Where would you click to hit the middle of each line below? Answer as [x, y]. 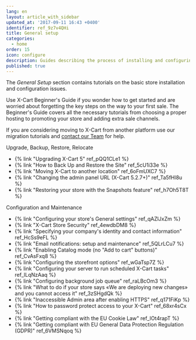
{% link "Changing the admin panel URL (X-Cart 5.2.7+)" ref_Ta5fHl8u [98, 178]
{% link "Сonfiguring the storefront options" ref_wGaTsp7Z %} [89, 262]
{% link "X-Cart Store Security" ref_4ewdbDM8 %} [75, 225]
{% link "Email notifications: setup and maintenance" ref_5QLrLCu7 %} [99, 244]
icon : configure [26, 55]
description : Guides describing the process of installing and [85, 60]
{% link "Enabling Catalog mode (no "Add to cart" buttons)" [86, 250]
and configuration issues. [36, 89]
